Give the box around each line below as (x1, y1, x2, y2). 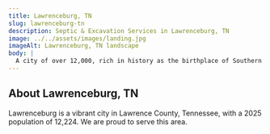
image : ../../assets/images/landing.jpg (8, 34, 147, 43)
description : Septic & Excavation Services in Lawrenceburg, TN (8, 27, 230, 35)
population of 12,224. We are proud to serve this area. (8, 116, 188, 126)
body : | (8, 49, 35, 57)
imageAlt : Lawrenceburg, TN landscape (8, 42, 139, 50)
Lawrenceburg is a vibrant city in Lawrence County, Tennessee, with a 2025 (8, 108, 262, 118)
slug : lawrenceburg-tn (8, 19, 85, 27)
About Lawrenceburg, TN (8, 86, 139, 101)
